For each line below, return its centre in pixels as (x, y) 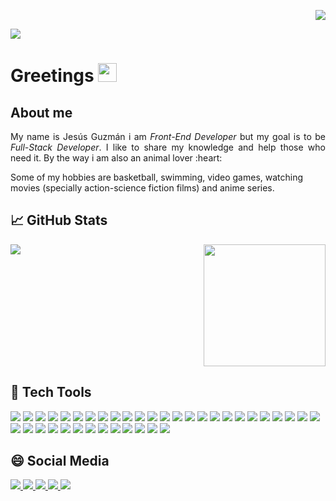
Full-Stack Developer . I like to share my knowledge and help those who (168, 147)
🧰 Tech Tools (51, 392)
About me (41, 112)
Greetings (52, 76)
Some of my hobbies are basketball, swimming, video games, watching (157, 177)
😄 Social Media (60, 461)
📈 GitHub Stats (59, 220)
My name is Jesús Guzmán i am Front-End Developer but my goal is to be (168, 136)
